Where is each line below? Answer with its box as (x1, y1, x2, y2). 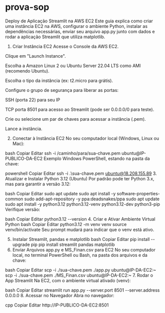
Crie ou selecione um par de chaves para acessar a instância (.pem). (5, 116, 146, 122)
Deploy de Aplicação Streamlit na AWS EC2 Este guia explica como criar (5, 18, 153, 24)
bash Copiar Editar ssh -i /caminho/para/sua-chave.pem (5, 150, 121, 156)
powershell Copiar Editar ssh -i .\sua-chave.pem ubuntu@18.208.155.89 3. (5, 170, 157, 176)
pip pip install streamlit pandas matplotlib (31, 241, 115, 247)
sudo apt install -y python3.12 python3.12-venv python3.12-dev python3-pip (5, 201, 161, 207)
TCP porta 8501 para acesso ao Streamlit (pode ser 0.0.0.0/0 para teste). (5, 106, 155, 112)
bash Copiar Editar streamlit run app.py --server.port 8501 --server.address (5, 287, 160, 293)
